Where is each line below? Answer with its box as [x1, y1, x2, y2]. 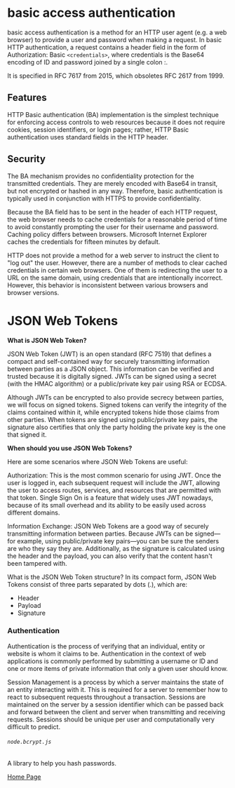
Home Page [7, 773, 41, 781]
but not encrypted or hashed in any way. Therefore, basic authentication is [7, 186, 223, 195]
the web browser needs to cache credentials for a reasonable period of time [7, 215, 227, 224]
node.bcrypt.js [7, 738, 52, 746]
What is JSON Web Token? [7, 336, 87, 344]
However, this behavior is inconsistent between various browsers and [7, 280, 208, 289]
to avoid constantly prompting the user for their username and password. [7, 222, 219, 231]
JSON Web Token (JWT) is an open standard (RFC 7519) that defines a [7, 349, 212, 358]
